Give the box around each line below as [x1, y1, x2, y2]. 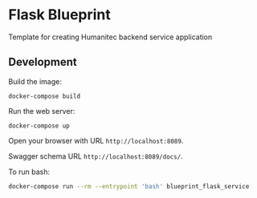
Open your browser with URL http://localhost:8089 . [8, 135, 184, 145]
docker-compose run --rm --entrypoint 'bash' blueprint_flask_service [8, 182, 250, 190]
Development [8, 55, 78, 69]
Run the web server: [8, 106, 75, 115]
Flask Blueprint [8, 6, 111, 24]
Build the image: [8, 76, 62, 86]
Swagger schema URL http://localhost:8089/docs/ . [8, 151, 183, 161]
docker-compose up [8, 122, 70, 130]
